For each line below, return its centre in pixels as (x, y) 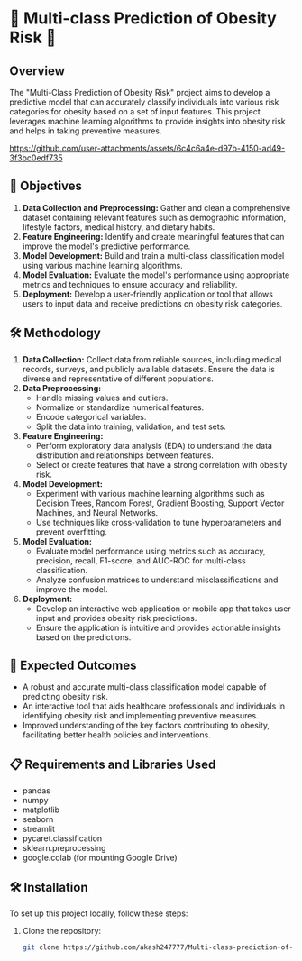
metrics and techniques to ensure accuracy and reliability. (130, 284)
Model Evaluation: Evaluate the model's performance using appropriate (156, 275)
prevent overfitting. (72, 532)
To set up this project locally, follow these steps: (99, 913)
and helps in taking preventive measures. (86, 131)
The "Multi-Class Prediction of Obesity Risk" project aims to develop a (140, 92)
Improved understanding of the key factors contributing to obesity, (146, 726)
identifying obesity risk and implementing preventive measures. (140, 716)
